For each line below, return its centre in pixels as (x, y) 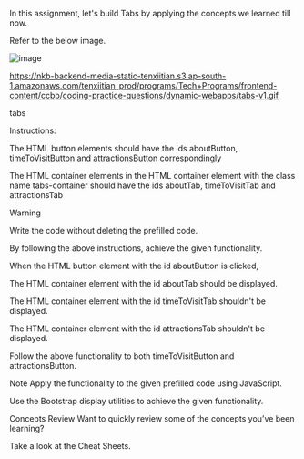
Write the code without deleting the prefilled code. (104, 230)
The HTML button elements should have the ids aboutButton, (124, 148)
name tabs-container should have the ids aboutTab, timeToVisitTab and (142, 185)
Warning (25, 213)
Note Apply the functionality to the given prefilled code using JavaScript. (146, 383)
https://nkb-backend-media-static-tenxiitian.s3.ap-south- (118, 76)
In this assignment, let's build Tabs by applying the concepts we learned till (150, 13)
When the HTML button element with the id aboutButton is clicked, (134, 266)
